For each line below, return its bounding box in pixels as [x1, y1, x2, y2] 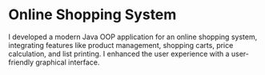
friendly [8, 57, 34, 67]
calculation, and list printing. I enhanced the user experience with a [8, 49, 230, 58]
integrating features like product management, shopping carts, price [8, 40, 234, 49]
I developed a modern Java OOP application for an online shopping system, [8, 32, 258, 41]
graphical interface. [35, 57, 100, 67]
